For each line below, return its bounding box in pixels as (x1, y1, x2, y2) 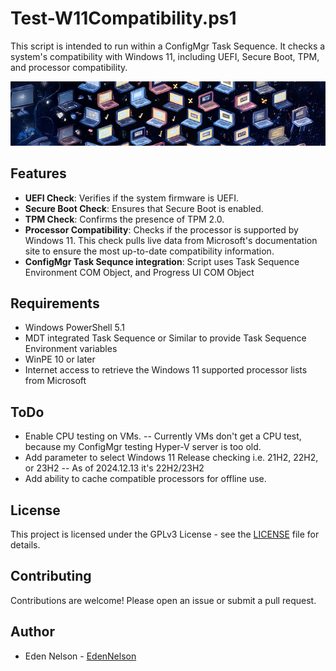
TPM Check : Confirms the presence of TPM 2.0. (24, 213, 225, 225)
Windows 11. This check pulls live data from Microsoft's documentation (24, 234, 318, 246)
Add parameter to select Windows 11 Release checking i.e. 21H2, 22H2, (24, 452, 319, 464)
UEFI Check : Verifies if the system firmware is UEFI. (24, 192, 240, 204)
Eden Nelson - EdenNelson (24, 650, 137, 662)
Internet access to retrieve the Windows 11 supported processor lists (24, 364, 308, 376)
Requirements (10, 295, 100, 312)
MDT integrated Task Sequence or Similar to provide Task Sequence (24, 332, 307, 344)
